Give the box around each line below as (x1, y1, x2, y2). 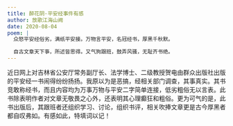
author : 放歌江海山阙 (7, 17, 64, 24)
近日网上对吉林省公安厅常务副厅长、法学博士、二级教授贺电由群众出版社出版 (7, 69, 226, 76)
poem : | (7, 29, 30, 37)
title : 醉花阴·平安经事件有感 (7, 10, 85, 17)
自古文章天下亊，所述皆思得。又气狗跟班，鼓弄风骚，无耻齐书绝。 (13, 48, 173, 55)
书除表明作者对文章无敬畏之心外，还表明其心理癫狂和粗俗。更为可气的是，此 (7, 94, 226, 102)
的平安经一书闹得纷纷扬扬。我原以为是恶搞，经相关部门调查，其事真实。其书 (7, 77, 226, 85)
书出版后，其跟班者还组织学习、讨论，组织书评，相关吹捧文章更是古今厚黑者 (7, 103, 226, 111)
